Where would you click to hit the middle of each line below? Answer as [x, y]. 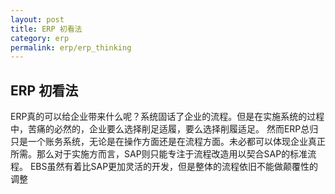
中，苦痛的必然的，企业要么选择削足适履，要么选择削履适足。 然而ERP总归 [164, 129]
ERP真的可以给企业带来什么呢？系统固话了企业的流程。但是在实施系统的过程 [167, 117]
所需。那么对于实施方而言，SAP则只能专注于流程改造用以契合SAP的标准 [159, 154]
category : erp [40, 38]
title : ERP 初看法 [46, 29]
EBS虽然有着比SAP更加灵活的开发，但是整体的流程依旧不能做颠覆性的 [174, 167]
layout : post [37, 19]
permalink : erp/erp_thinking [71, 47]
